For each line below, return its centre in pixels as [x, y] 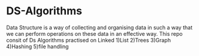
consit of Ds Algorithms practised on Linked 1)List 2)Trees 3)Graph [88, 40]
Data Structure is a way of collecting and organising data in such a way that [99, 27]
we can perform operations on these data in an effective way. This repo [94, 33]
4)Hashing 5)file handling [37, 46]
